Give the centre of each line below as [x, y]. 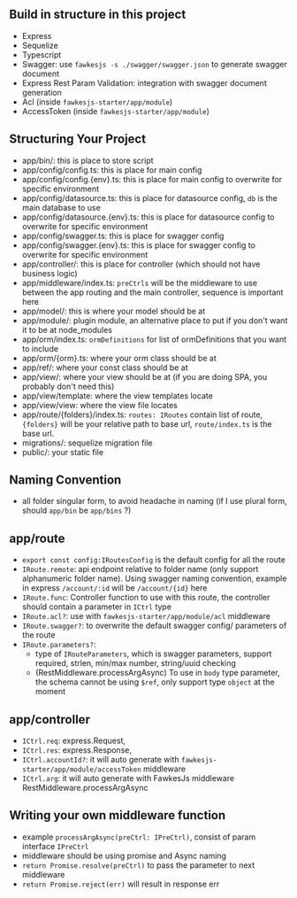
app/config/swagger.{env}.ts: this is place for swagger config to [139, 245]
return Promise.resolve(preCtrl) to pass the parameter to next [138, 865]
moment [50, 692]
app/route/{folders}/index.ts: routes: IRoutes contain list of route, [142, 414]
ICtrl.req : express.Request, [74, 741]
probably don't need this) [68, 386]
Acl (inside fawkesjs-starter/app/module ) [97, 102]
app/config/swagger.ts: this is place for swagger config [123, 236]
